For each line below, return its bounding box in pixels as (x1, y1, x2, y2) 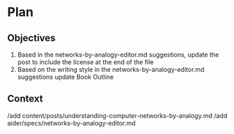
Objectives (7, 32, 56, 44)
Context (7, 93, 43, 105)
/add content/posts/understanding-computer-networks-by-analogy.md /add (7, 111, 228, 119)
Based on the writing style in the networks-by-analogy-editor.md (17, 66, 205, 73)
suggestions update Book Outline (17, 73, 114, 81)
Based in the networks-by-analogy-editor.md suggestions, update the (17, 50, 219, 59)
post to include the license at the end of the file (17, 58, 154, 66)
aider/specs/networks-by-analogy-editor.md (7, 119, 136, 127)
